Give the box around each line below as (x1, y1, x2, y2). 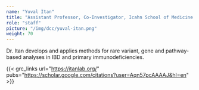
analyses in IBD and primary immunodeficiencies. (23, 54, 144, 61)
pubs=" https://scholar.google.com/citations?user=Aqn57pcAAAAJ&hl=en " (6, 72, 189, 79)
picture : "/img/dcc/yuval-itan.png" (6, 25, 97, 32)
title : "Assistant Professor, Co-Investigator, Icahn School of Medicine (6, 14, 194, 20)
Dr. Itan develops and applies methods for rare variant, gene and (6, 47, 165, 54)
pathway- (166, 47, 189, 54)
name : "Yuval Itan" (6, 8, 55, 15)
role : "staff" (6, 20, 42, 26)
